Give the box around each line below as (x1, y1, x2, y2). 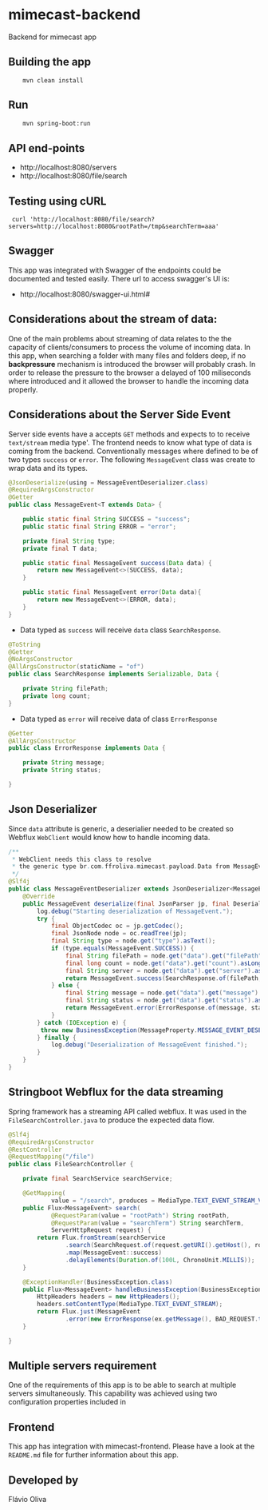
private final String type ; (22, 537, 116, 545)
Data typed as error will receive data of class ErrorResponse (19, 714, 218, 723)
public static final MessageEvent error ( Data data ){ (22, 588, 202, 596)
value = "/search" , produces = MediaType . (50, 1197, 195, 1205)
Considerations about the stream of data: (8, 313, 218, 326)
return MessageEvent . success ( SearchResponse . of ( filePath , (65, 974, 262, 982)
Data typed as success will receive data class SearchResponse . (19, 625, 222, 635)
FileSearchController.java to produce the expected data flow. (8, 1115, 215, 1125)
